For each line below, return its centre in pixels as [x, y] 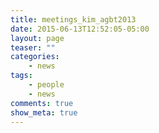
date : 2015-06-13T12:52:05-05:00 [80, 29]
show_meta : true [44, 112]
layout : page [37, 38]
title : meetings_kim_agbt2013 [73, 19]
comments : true [42, 103]
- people [46, 85]
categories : [35, 57]
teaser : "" [33, 47]
